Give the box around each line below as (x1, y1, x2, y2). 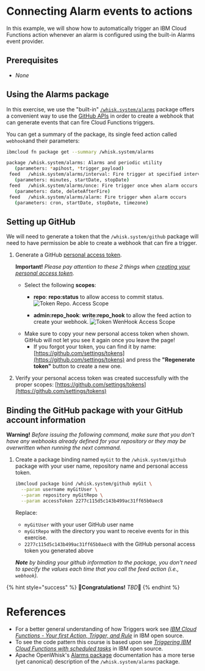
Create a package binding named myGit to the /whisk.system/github (15, 456, 187, 463)
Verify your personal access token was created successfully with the (15, 375, 189, 382)
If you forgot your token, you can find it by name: (33, 343, 157, 350)
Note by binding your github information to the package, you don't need (15, 558, 197, 566)
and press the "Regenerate (126, 356, 195, 364)
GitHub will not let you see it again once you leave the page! (24, 337, 176, 344)
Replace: (15, 509, 38, 516)
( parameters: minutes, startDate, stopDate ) (14, 177, 130, 183)
